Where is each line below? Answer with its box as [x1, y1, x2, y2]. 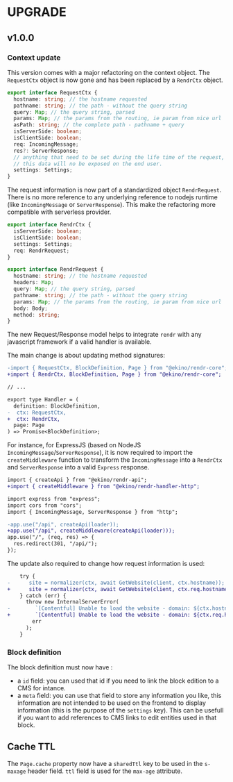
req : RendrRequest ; [13, 247, 70, 254]
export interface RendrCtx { [7, 222, 92, 228]
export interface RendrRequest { [7, 266, 104, 273]
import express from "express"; [7, 495, 101, 502]
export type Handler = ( [7, 396, 79, 403]
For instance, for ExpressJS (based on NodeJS [7, 441, 141, 449]
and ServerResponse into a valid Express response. [7, 463, 150, 472]
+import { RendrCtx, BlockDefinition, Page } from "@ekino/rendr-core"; [7, 371, 222, 378]
